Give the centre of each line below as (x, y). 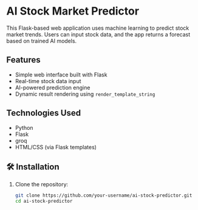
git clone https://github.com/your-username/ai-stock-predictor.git (104, 195)
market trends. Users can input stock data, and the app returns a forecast (98, 34)
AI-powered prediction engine (53, 87)
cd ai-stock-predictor (44, 202)
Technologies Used (43, 113)
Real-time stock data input (48, 81)
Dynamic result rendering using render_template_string (85, 94)
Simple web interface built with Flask (61, 75)
